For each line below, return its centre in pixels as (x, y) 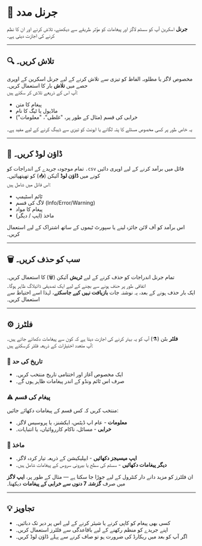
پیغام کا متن (28, 104)
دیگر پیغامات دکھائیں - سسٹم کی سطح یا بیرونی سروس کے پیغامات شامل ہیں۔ (91, 465)
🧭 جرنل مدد (32, 12)
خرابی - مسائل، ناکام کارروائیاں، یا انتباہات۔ (63, 429)
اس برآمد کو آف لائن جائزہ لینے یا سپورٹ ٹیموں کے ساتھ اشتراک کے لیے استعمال (96, 227)
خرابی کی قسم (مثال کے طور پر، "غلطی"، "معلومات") (76, 117)
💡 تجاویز (21, 508)
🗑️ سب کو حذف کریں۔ (43, 259)
